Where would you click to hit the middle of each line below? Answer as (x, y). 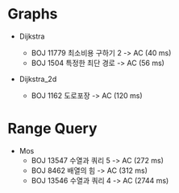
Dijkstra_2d (38, 79)
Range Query (52, 129)
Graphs (33, 14)
